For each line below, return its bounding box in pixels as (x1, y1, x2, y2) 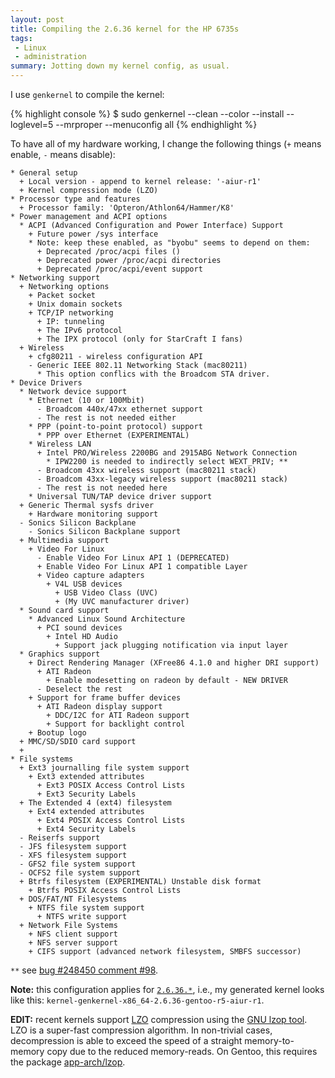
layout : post (10, 14, 65, 25)
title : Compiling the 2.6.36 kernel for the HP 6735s (10, 24, 240, 34)
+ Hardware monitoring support (28, 509, 159, 519)
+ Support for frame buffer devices (28, 693, 182, 703)
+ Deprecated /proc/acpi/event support (36, 264, 203, 274)
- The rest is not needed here (36, 483, 168, 493)
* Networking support (10, 273, 101, 283)
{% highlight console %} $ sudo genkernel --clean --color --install (10, 108, 285, 120)
